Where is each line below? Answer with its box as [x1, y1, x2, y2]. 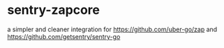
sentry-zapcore [7, 2, 100, 18]
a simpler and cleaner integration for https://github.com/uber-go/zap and [7, 25, 218, 33]
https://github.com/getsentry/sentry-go [7, 32, 121, 40]
